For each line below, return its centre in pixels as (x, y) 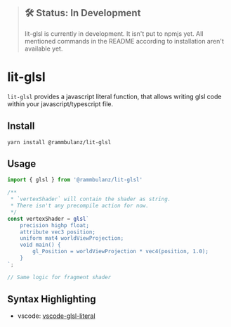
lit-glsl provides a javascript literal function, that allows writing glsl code (114, 96)
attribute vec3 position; (58, 232)
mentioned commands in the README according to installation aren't (124, 41)
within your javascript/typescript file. (60, 104)
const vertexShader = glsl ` (48, 219)
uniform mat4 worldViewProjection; (72, 238)
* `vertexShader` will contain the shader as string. (91, 199)
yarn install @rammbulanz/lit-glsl (59, 142)
